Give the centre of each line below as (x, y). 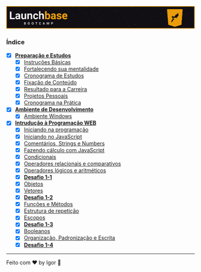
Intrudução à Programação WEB (56, 123)
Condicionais (40, 157)
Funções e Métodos (48, 204)
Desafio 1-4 (39, 244)
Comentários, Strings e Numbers (64, 143)
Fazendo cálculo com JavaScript (64, 150)
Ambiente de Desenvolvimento (54, 110)
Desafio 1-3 (38, 225)
